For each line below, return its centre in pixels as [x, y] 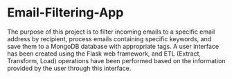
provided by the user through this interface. [69, 68]
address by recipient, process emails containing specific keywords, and [109, 38]
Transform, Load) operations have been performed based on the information [116, 60]
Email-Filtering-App [65, 13]
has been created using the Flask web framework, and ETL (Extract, [104, 54]
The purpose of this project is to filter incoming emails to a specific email [111, 32]
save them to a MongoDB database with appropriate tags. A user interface [113, 46]
